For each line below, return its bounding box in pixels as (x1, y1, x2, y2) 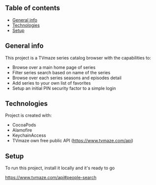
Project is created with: (5, 113, 52, 119)
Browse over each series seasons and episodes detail (12, 75, 122, 81)
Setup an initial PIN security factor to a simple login (12, 85, 116, 91)
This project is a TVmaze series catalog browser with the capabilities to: (5, 55, 151, 61)
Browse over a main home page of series (12, 64, 96, 70)
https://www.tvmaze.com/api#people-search (5, 175, 97, 181)
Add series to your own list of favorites (12, 80, 91, 86)
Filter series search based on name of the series (12, 69, 111, 75)
